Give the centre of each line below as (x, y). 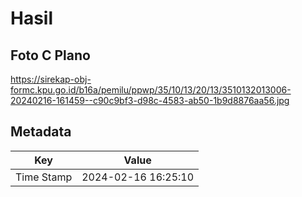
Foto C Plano (50, 55)
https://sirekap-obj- (51, 79)
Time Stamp (44, 177)
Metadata (41, 132)
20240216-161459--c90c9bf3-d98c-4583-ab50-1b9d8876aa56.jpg (150, 100)
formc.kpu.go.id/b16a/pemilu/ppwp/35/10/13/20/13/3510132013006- (151, 90)
